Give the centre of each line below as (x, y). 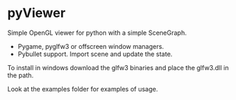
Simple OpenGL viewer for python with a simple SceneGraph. (97, 33)
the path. (21, 75)
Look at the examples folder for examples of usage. (83, 89)
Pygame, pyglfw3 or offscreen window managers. (91, 46)
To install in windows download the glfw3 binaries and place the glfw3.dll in (118, 67)
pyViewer (37, 13)
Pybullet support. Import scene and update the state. (95, 54)
